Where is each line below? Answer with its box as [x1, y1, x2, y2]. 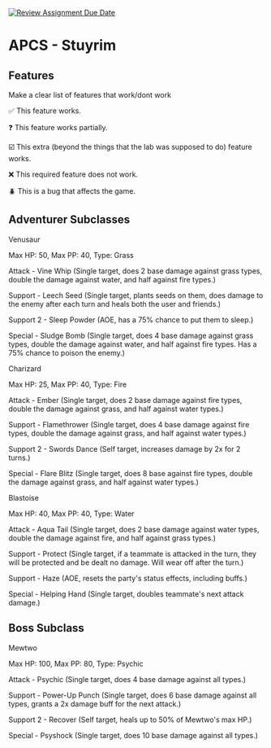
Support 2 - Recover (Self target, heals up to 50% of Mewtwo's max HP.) [8, 715, 252, 724]
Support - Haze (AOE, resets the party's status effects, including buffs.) [8, 573, 247, 583]
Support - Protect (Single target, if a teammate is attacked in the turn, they [8, 549, 257, 558]
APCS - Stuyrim [8, 37, 116, 55]
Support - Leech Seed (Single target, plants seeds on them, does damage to [8, 290, 264, 300]
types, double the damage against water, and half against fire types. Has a [8, 339, 257, 349]
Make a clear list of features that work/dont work [8, 90, 172, 99]
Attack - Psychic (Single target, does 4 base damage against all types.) [8, 674, 246, 684]
